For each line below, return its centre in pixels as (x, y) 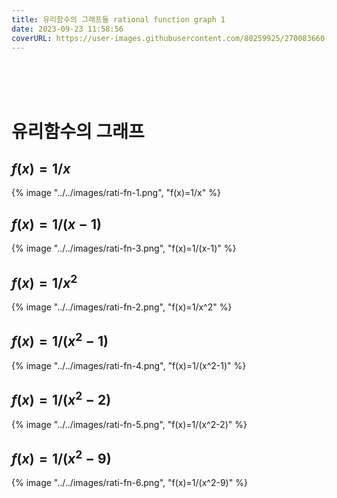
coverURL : (32, 38)
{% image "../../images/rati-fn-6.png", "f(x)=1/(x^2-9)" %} (129, 483)
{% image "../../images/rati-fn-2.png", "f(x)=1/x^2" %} (122, 307)
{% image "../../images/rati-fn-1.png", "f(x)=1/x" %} (116, 193)
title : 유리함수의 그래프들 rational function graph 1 (118, 19)
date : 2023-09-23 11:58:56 (67, 29)
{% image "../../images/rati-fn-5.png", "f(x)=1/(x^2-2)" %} (129, 424)
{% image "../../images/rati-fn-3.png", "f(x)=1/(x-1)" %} (124, 248)
